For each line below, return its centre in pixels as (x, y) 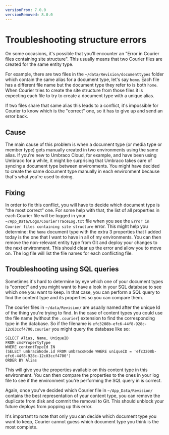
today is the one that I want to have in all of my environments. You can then (83, 237)
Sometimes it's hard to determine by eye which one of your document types (84, 281)
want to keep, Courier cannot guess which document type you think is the (82, 421)
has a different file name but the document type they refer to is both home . (81, 85)
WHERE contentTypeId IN (30, 347)
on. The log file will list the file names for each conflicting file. (69, 253)
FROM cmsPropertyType (28, 342)
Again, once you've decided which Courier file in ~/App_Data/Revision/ (79, 390)
